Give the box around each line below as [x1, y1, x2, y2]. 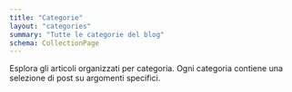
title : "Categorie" [9, 13, 84, 23]
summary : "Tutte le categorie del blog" [9, 30, 166, 39]
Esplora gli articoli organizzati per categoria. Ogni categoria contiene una [9, 63, 284, 74]
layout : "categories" [9, 22, 92, 31]
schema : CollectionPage [9, 38, 100, 48]
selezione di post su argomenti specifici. [9, 73, 161, 84]
